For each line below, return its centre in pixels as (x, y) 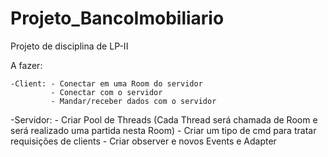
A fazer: (26, 65)
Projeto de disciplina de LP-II (69, 46)
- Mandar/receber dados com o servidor (133, 101)
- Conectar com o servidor (106, 92)
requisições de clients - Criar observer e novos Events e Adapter (143, 141)
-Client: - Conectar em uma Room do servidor (106, 83)
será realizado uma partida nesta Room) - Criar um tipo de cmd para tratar (163, 130)
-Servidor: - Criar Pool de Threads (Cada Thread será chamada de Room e (164, 119)
